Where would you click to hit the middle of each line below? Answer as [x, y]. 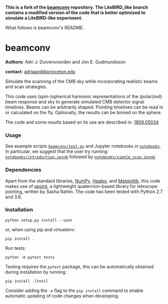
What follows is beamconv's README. [45, 28]
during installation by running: [36, 272]
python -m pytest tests [30, 257]
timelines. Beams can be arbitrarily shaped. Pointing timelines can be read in [84, 107]
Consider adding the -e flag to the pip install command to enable [74, 290]
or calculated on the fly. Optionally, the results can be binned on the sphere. [83, 112]
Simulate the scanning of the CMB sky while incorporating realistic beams [81, 81]
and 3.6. [14, 197]
